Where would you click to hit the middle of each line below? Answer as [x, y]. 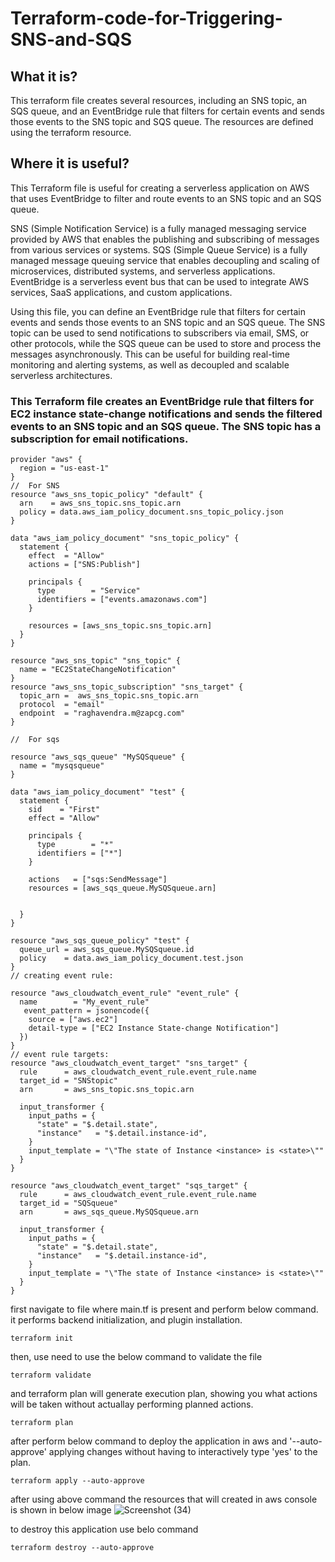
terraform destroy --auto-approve [82, 1548]
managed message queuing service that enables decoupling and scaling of [165, 260]
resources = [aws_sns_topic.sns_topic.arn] [120, 626]
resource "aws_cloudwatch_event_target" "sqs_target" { [129, 1186]
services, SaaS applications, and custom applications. [121, 292]
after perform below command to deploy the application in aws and [149, 1441]
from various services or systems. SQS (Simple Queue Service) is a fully [159, 249]
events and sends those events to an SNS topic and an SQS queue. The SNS [168, 322]
